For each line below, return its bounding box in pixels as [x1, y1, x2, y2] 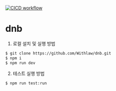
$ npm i [5, 56, 22, 61]
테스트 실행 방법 [12, 70, 45, 77]
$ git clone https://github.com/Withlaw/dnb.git [5, 50, 111, 56]
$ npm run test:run [5, 80, 47, 86]
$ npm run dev [5, 60, 36, 65]
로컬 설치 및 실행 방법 [12, 40, 55, 46]
